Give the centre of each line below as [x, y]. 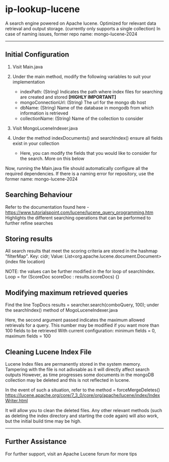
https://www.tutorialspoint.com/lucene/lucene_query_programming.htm [79, 212]
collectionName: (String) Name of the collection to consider [82, 118]
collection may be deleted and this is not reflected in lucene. [68, 380]
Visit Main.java [28, 67]
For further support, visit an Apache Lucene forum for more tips [71, 454]
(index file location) [25, 262]
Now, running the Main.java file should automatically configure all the [77, 168]
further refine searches [29, 223]
